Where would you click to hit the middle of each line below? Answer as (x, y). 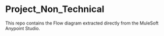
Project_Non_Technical (55, 9)
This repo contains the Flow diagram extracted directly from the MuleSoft (82, 23)
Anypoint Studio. (23, 28)
